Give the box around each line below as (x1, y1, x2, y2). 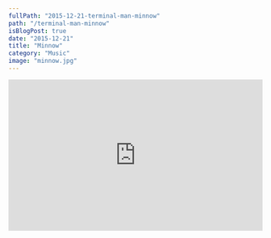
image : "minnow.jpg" (8, 57, 78, 65)
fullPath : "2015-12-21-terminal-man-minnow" (8, 11, 161, 20)
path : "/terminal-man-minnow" (8, 19, 110, 27)
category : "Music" (8, 49, 70, 57)
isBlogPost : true (8, 27, 67, 35)
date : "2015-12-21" (8, 34, 74, 43)
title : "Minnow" (8, 42, 63, 50)
